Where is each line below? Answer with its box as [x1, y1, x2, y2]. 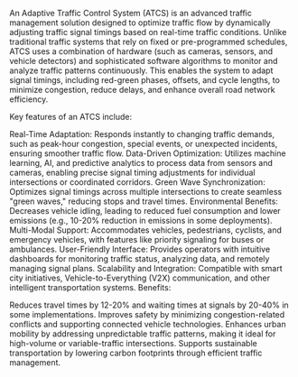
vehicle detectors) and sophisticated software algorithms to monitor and [9, 56, 278, 66]
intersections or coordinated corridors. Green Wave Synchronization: [9, 177, 266, 188]
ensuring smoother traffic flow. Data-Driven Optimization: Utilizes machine [9, 148, 286, 159]
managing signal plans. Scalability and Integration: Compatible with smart [9, 263, 283, 273]
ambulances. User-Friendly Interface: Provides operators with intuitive [9, 244, 271, 254]
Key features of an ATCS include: [9, 112, 133, 122]
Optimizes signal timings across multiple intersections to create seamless [9, 187, 283, 197]
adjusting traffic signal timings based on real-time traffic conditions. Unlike [9, 27, 287, 37]
